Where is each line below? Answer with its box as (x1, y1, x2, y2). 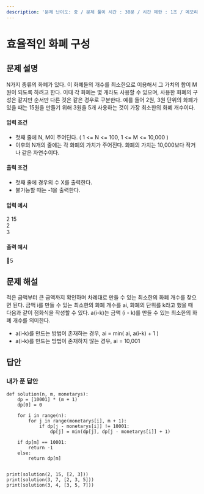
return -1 (28, 444, 53, 451)
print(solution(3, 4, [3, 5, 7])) (6, 482, 95, 488)
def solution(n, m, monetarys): (6, 391, 89, 397)
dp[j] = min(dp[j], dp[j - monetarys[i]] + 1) (49, 429, 171, 435)
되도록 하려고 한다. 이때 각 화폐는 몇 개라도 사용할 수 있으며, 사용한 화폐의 (17, 88, 192, 95)
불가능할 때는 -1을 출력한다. (15, 186, 81, 194)
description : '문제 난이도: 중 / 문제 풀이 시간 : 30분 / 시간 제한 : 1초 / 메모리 (6, 9, 199, 15)
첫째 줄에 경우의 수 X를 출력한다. (15, 179, 93, 186)
